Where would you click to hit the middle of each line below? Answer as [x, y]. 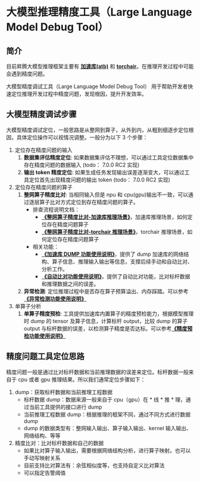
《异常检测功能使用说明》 [55, 299]
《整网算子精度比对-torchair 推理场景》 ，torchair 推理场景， [114, 231]
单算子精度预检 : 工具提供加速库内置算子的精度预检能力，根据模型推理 [109, 314]
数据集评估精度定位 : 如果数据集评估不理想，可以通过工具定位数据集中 [109, 157]
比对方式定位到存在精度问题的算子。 [94, 202]
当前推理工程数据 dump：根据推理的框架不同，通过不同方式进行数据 [107, 414]
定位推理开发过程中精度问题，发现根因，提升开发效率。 [79, 94]
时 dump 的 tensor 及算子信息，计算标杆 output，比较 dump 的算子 [106, 321]
